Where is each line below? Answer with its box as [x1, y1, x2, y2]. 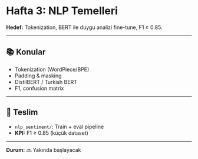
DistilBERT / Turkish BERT [14, 78, 78, 85]
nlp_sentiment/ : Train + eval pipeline [14, 123, 104, 130]
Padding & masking [14, 72, 62, 79]
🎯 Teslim [6, 108, 38, 118]
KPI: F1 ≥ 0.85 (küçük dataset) [14, 129, 88, 137]
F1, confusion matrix [14, 85, 64, 92]
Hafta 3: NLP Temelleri [6, 4, 118, 18]
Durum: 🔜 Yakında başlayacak [6, 146, 81, 153]
